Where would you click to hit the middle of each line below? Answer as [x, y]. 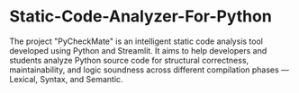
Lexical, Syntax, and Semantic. [66, 79]
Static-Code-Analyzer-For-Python [140, 17]
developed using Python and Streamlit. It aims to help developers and [138, 50]
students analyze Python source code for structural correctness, [129, 60]
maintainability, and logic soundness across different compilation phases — [149, 70]
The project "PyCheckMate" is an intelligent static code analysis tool [136, 41]
